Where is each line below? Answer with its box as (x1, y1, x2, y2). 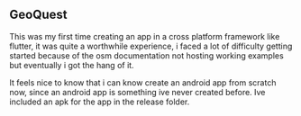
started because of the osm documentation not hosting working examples (9, 49, 284, 61)
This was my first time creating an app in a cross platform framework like (9, 31, 280, 41)
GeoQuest (9, 7, 68, 22)
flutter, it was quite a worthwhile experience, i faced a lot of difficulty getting (9, 40, 293, 51)
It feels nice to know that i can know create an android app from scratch (9, 76, 277, 88)
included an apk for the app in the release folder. (9, 96, 190, 107)
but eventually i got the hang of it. (9, 59, 134, 70)
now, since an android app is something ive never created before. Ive (9, 86, 266, 97)
